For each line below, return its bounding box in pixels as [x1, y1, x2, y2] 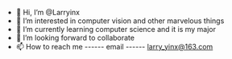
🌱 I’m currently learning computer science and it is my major [15, 25, 216, 33]
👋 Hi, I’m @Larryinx [15, 8, 81, 17]
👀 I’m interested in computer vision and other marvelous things [15, 16, 225, 26]
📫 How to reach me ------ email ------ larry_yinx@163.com [15, 42, 213, 51]
